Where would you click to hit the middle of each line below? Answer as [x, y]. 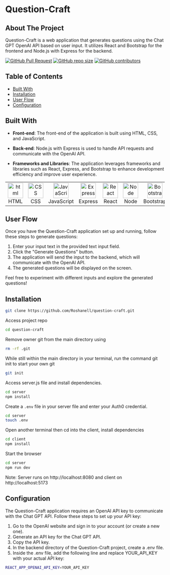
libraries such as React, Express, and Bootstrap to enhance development [88, 169]
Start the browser [24, 454]
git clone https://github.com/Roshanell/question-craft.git [70, 311]
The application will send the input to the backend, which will [76, 257]
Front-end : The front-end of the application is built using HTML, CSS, [85, 133]
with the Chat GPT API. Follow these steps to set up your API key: [73, 516]
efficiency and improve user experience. [55, 174]
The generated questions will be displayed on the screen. [72, 268]
